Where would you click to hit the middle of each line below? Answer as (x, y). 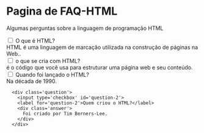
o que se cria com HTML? (48, 61)
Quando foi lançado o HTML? (52, 74)
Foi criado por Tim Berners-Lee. (65, 113)
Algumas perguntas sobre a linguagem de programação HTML (85, 28)
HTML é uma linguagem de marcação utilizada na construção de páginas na (102, 47)
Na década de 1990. (31, 81)
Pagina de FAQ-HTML (62, 11)
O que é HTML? (35, 40)
